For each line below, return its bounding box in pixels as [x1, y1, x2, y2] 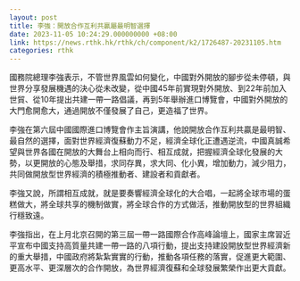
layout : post [9, 12, 58, 22]
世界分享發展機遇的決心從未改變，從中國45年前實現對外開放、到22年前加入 [9, 83, 287, 94]
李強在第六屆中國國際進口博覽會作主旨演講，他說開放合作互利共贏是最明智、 [9, 124, 291, 135]
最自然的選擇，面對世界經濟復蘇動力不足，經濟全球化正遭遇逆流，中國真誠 [9, 136, 283, 146]
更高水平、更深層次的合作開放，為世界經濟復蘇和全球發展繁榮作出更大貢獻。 [9, 262, 291, 273]
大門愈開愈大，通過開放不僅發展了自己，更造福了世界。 [9, 105, 212, 116]
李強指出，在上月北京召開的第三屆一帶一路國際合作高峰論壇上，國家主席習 [9, 229, 283, 240]
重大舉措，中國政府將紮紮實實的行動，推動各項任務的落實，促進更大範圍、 [16, 252, 291, 262]
